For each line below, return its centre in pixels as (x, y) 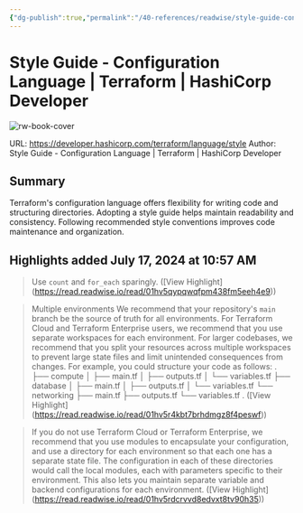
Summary (37, 181)
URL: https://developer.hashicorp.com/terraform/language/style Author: (143, 143)
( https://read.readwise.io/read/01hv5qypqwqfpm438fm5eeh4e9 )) (154, 292)
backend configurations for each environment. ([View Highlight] (150, 490)
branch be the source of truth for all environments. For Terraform (152, 319)
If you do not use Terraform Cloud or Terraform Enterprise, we (147, 432)
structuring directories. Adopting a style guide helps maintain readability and (152, 212)
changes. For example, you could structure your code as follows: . (154, 367)
